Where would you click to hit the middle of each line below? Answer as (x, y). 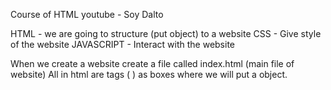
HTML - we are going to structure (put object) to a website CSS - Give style (166, 33)
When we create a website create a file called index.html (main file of (152, 63)
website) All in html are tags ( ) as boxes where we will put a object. (149, 74)
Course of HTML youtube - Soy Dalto (87, 14)
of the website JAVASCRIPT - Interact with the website (122, 44)
